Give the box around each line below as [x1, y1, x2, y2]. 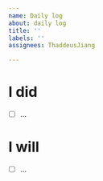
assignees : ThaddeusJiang [8, 42, 95, 50]
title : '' [8, 26, 42, 34]
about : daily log [8, 19, 67, 27]
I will [8, 138, 40, 156]
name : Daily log [8, 11, 63, 20]
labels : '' [8, 34, 45, 42]
